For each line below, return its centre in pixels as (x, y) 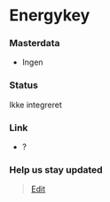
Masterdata (35, 43)
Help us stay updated (56, 170)
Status (24, 85)
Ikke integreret (35, 105)
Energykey (50, 16)
